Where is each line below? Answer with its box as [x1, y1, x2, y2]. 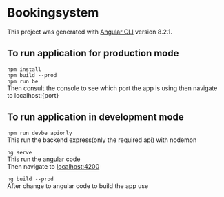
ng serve [7, 149, 32, 156]
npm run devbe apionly [7, 129, 72, 136]
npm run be [7, 78, 39, 85]
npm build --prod [7, 72, 57, 79]
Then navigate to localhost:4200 [7, 162, 100, 170]
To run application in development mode [7, 112, 184, 123]
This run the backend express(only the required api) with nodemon [7, 136, 197, 144]
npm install [7, 65, 41, 73]
